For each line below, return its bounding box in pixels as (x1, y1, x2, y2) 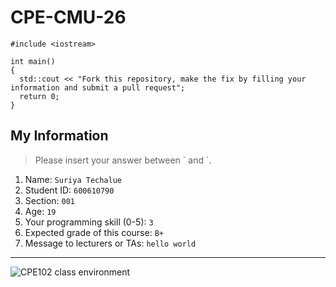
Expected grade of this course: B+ (24, 226, 164, 238)
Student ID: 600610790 (24, 184, 115, 196)
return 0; (19, 91, 60, 101)
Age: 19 (24, 205, 57, 217)
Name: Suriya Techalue (24, 173, 122, 185)
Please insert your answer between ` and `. (34, 154, 212, 166)
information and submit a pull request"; (10, 82, 186, 93)
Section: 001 (24, 194, 76, 206)
